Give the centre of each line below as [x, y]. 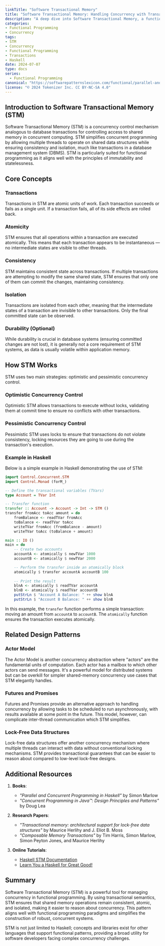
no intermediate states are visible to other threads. [56, 248]
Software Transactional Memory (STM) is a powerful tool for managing [77, 892]
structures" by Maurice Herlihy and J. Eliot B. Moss [71, 830]
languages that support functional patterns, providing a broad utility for [77, 933]
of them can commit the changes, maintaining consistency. [65, 282]
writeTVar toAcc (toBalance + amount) [54, 532]
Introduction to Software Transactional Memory [80, 107]
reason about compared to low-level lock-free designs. [61, 759]
